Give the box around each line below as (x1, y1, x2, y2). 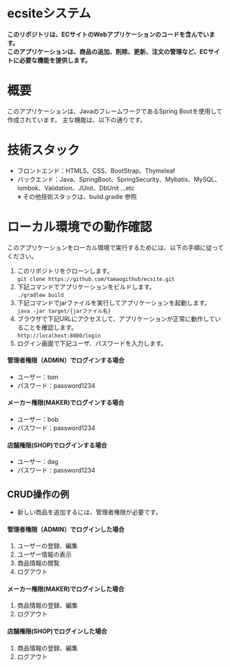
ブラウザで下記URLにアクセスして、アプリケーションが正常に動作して (17, 314, 216, 322)
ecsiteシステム (7, 6, 92, 21)
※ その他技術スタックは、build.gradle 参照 (17, 192, 137, 200)
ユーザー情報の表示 (17, 550, 72, 559)
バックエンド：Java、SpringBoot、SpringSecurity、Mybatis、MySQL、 (17, 175, 221, 183)
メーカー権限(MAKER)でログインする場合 (7, 398, 125, 407)
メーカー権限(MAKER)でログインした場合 (7, 584, 125, 593)
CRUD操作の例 (7, 488, 70, 500)
